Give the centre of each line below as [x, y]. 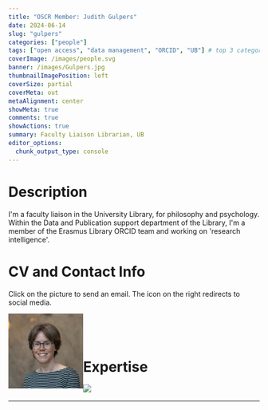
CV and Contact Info [77, 272]
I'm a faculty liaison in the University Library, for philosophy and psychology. [134, 214]
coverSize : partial [41, 84]
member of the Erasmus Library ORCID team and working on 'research [124, 231]
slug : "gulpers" [35, 34]
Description [48, 192]
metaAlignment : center [46, 101]
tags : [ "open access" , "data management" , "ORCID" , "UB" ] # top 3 [121, 51]
